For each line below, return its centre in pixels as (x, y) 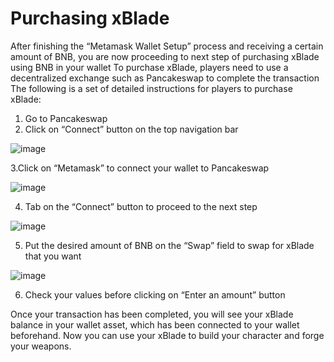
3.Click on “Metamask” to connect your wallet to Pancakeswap (140, 168)
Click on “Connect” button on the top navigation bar (131, 129)
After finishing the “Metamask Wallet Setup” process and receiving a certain (167, 46)
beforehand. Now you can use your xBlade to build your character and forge (167, 335)
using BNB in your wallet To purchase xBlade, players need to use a (149, 67)
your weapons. (41, 346)
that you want (53, 256)
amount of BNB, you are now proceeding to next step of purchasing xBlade (165, 56)
